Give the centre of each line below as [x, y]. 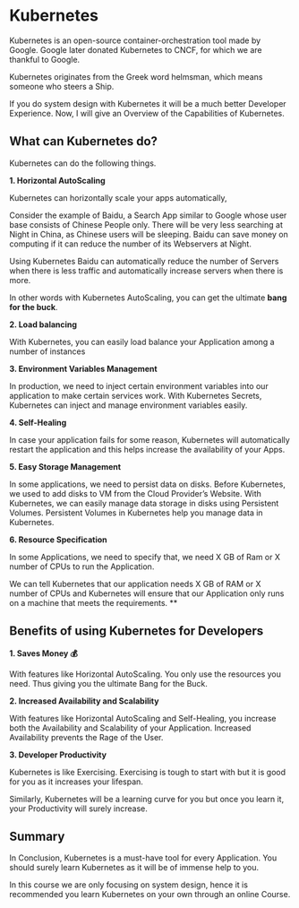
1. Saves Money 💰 [43, 653]
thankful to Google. [45, 59]
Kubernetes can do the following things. [83, 163]
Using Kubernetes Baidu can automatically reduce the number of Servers [144, 261]
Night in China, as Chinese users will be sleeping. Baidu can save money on [149, 234]
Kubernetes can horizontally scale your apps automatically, [118, 197]
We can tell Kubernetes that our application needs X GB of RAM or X [135, 584]
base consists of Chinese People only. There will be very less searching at [146, 224]
